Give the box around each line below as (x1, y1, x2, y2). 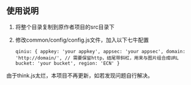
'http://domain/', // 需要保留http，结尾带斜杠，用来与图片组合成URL (15, 54, 179, 61)
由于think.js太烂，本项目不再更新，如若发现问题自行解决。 (6, 72, 154, 79)
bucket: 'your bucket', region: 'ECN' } (15, 60, 120, 66)
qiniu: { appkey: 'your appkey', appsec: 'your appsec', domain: (15, 48, 185, 54)
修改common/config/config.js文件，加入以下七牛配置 (15, 36, 149, 43)
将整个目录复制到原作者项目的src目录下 (15, 23, 115, 31)
